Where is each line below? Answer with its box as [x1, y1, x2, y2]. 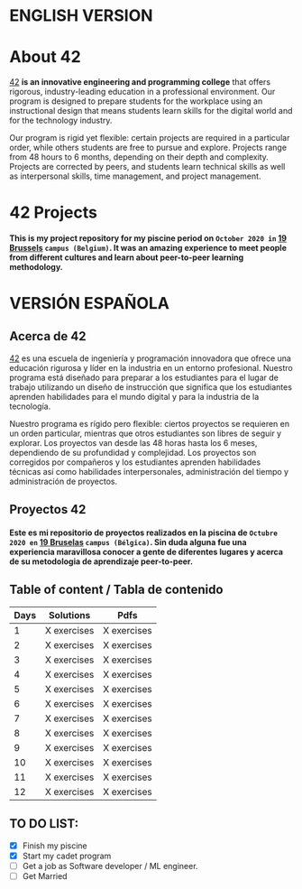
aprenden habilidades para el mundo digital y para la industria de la [9, 391, 260, 402]
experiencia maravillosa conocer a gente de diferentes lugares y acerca [9, 546, 284, 557]
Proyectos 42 [9, 502, 87, 517]
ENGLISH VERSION [9, 5, 153, 26]
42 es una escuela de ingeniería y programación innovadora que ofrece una [9, 353, 291, 364]
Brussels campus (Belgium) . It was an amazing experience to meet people [9, 242, 287, 253]
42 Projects [9, 202, 97, 223]
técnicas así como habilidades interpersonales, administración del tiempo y [9, 466, 289, 477]
